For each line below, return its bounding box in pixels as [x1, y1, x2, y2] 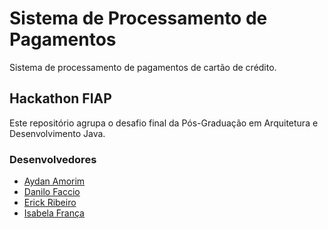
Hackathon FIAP [9, 90, 112, 107]
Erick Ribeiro [23, 197, 77, 209]
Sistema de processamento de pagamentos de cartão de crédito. [9, 61, 277, 73]
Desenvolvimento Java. [9, 127, 106, 139]
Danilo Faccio [23, 186, 81, 198]
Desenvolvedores [9, 152, 97, 166]
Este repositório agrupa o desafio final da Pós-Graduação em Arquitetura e [9, 117, 319, 129]
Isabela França [23, 207, 85, 219]
